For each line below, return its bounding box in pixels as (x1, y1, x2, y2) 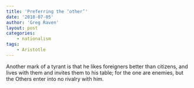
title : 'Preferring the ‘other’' (6, 8, 88, 15)
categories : (6, 31, 35, 36)
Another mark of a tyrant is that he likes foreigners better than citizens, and (6, 63, 188, 70)
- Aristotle (16, 47, 46, 53)
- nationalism (16, 36, 51, 42)
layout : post (6, 25, 38, 31)
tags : (6, 42, 19, 48)
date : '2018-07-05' (6, 14, 54, 20)
